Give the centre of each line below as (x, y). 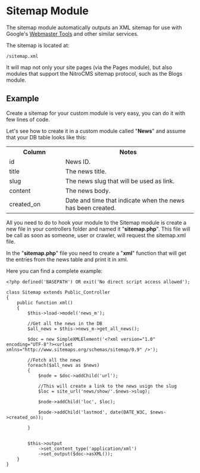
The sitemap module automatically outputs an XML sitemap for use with (94, 27)
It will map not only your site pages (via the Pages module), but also (89, 67)
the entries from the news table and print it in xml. (67, 259)
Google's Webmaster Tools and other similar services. (72, 33)
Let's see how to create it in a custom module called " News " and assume (96, 131)
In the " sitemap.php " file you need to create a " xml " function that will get (96, 253)
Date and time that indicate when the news (125, 200)
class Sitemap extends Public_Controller (58, 292)
